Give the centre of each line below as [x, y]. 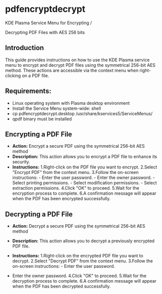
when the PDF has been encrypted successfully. [61, 199]
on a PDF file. [35, 76]
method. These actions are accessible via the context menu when [72, 70]
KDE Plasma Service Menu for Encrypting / [49, 23]
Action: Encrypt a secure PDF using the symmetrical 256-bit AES [79, 146]
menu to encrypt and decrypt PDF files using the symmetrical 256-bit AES [81, 65]
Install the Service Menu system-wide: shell [56, 108]
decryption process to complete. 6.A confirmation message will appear [84, 281]
